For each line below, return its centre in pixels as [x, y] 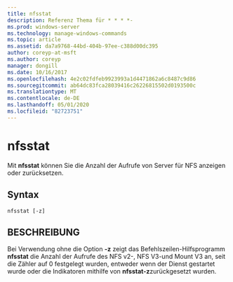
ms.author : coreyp [34, 59]
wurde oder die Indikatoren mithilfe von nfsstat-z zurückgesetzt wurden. [112, 272]
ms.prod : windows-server [44, 27]
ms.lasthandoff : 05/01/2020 [48, 105]
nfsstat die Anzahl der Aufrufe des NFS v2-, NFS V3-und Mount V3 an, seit [116, 257]
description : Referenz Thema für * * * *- [70, 20]
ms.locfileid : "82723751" [45, 111]
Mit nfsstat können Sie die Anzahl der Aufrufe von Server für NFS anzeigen [116, 165]
